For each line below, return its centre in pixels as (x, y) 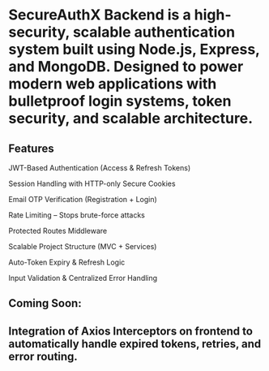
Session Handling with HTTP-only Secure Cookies (92, 183)
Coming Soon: (45, 303)
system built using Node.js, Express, (134, 50)
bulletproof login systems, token (120, 101)
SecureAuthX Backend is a (100, 15)
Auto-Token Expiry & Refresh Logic (67, 262)
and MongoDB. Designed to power (126, 67)
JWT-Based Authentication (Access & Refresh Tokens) (100, 168)
